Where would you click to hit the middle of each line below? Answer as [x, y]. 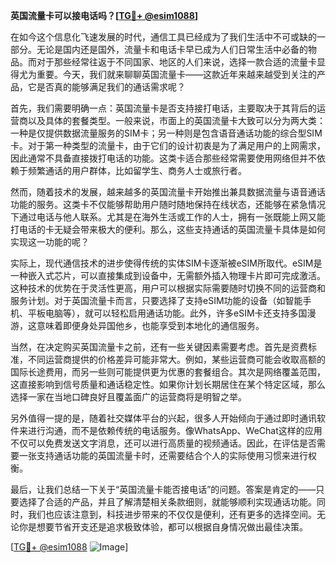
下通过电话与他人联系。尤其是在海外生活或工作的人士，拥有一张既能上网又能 [168, 217]
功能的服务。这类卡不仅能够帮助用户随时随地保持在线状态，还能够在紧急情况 [168, 204]
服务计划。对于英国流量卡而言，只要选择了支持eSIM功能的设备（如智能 [156, 300]
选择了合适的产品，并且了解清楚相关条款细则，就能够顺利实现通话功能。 [167, 502]
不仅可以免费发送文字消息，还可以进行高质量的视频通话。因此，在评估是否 [163, 443]
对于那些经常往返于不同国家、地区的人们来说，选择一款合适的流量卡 [176, 62]
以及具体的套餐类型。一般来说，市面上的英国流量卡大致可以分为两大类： [176, 120]
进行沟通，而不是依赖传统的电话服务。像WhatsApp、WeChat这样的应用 [175, 430]
